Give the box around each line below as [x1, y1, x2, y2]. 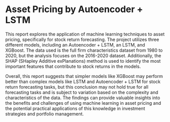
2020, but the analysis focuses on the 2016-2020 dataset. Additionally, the [5, 52, 161, 59]
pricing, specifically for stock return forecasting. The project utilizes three [5, 36, 159, 43]
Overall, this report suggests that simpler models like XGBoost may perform [5, 73, 163, 79]
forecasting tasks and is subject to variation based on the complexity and [5, 89, 158, 95]
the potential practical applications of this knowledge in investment [5, 105, 146, 111]
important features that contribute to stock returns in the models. [5, 63, 141, 69]
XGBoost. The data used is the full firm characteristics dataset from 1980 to [5, 47, 163, 53]
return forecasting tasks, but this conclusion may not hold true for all [5, 84, 149, 90]
